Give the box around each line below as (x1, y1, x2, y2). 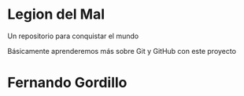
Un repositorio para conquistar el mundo (7, 31, 139, 41)
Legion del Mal (7, 5, 105, 23)
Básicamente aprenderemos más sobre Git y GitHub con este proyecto (7, 46, 237, 55)
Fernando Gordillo (7, 74, 128, 91)
